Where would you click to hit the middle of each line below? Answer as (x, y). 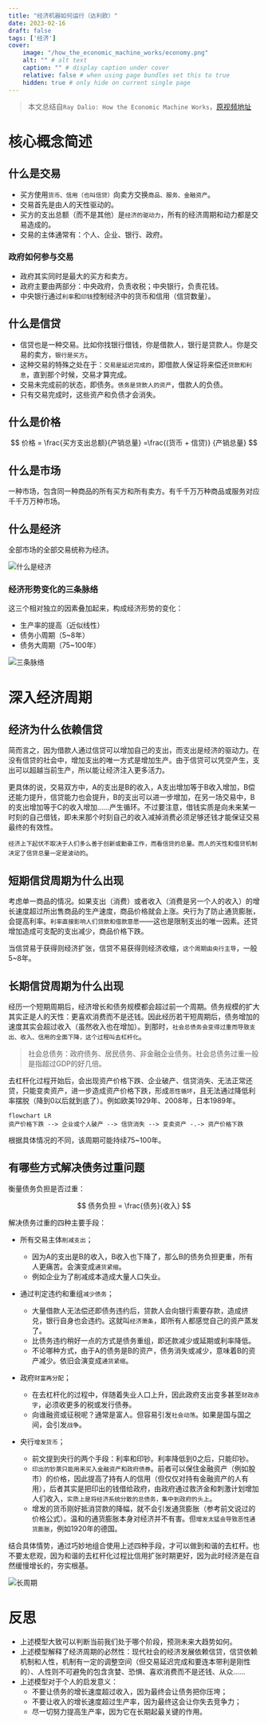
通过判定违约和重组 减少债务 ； (67, 1294)
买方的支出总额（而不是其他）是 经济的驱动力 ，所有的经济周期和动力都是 (136, 214)
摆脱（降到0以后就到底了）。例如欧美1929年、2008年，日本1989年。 (128, 1100)
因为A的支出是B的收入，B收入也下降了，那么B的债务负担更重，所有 (142, 1256)
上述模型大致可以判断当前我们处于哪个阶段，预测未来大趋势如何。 (128, 1642)
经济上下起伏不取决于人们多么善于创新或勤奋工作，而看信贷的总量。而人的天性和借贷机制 (133, 844)
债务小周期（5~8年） (55, 635)
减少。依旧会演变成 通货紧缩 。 (86, 1360)
